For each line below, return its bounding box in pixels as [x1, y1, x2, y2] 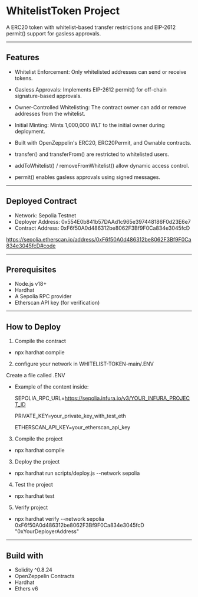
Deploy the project [14, 458, 60, 465]
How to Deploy [6, 322, 61, 332]
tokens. [14, 74, 33, 81]
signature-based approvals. [14, 92, 82, 99]
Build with [6, 550, 44, 560]
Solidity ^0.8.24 [14, 566, 53, 573]
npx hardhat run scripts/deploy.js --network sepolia [14, 469, 140, 477]
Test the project [14, 481, 53, 488]
